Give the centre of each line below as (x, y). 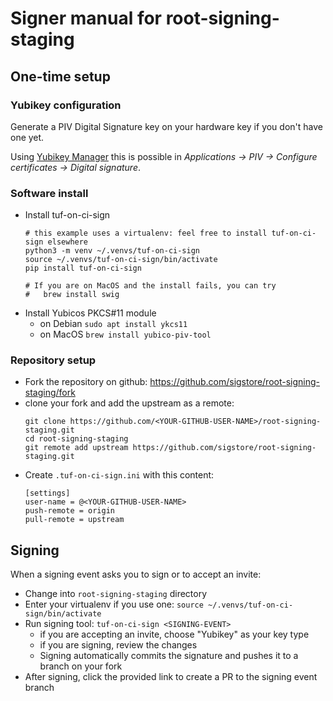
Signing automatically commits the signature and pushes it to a (169, 656)
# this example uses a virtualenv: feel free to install (146, 233)
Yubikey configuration (66, 105)
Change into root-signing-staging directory (116, 594)
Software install (49, 193)
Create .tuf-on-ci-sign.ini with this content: (119, 475)
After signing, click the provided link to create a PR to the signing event (171, 677)
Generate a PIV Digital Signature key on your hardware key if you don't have (166, 126)
